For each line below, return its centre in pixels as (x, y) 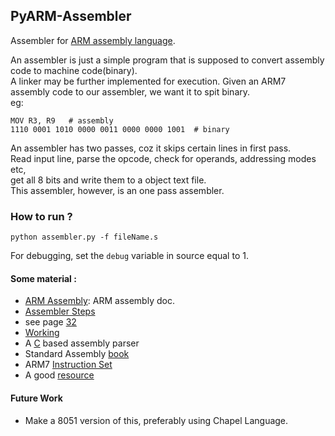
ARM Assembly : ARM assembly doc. (99, 301)
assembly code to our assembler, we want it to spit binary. (130, 91)
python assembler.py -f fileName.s (84, 237)
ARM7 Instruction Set (68, 365)
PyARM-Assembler (71, 16)
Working (42, 333)
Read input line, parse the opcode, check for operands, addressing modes (163, 158)
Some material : (43, 278)
